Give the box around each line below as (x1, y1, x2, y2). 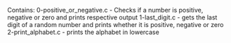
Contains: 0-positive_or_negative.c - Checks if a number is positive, (7, 6, 204, 14)
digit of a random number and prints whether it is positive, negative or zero (7, 21, 224, 28)
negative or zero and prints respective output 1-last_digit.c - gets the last (7, 13, 218, 21)
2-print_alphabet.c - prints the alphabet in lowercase (7, 28, 159, 36)
